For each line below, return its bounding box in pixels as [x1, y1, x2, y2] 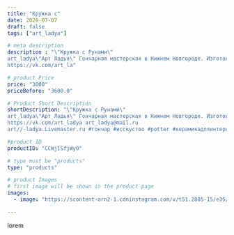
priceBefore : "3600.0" [7, 87, 73, 94]
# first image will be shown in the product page [7, 183, 155, 190]
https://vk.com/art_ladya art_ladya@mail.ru [7, 119, 139, 126]
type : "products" [7, 164, 58, 171]
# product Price [7, 74, 54, 81]
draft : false [7, 23, 45, 30]
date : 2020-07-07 [7, 17, 58, 24]
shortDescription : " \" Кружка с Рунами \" [7, 106, 127, 114]
